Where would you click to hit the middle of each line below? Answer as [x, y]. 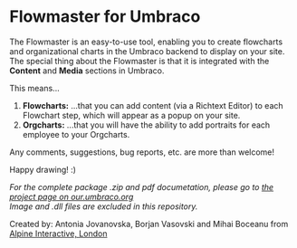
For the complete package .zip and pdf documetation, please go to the [142, 186]
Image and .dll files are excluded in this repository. [104, 206]
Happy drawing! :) [43, 169]
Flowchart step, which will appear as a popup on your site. [131, 115]
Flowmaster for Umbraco [105, 17]
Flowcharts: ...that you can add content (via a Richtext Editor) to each [153, 105]
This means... [35, 88]
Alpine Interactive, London [58, 234]
